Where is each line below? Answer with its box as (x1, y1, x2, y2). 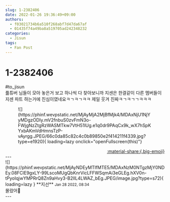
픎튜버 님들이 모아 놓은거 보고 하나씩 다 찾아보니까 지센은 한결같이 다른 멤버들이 (5, 90, 162, 96)
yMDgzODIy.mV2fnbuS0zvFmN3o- (18, 117, 91, 123)
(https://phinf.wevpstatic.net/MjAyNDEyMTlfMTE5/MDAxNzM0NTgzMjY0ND (5, 164, 165, 170)
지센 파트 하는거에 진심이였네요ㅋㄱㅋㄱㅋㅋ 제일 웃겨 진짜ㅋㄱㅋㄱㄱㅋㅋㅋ (5, 96, 152, 102)
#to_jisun (5, 84, 25, 90)
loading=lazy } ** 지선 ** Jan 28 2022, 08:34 (5, 181, 90, 187)
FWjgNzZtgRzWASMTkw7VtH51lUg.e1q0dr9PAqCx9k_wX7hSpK (18, 122, 151, 128)
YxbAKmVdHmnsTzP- (18, 128, 63, 134)
